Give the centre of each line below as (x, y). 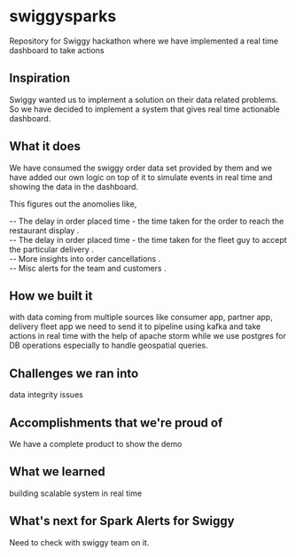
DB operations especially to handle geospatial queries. (109, 345)
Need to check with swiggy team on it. (79, 542)
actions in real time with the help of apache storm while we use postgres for (148, 336)
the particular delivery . (52, 249)
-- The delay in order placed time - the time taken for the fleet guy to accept (148, 239)
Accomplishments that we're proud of (116, 423)
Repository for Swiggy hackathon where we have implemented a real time (144, 41)
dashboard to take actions (57, 50)
